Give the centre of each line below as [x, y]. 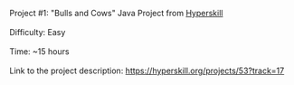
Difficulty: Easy [38, 32]
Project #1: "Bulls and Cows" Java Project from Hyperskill [116, 13]
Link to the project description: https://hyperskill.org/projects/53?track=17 [147, 71]
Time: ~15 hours [39, 52]
